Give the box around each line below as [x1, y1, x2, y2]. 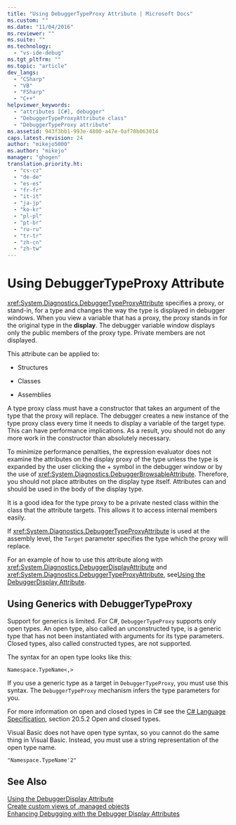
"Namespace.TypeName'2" [7, 756, 77, 764]
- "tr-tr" [13, 232, 42, 239]
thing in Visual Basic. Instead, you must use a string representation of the [7, 735, 219, 744]
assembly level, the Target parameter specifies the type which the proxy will [7, 534, 228, 543]
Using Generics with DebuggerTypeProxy [7, 598, 193, 610]
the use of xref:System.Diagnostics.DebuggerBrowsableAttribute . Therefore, [7, 470, 229, 478]
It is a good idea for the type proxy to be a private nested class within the [7, 499, 219, 507]
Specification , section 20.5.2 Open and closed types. [7, 714, 161, 723]
